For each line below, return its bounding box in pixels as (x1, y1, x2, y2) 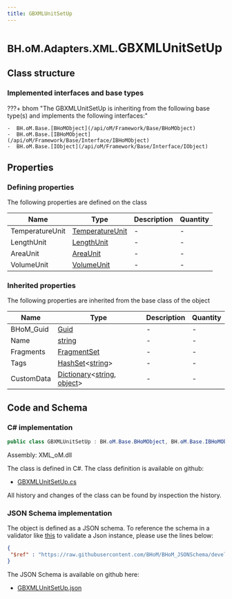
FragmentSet (57, 347, 100, 357)
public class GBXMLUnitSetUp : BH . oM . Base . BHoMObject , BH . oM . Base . (7, 438, 206, 445)
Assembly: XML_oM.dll (7, 451, 72, 459)
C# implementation (7, 422, 73, 432)
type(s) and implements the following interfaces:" (7, 111, 148, 120)
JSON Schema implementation (7, 508, 113, 518)
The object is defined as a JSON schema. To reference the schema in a (7, 524, 210, 533)
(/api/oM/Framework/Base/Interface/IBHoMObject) (7, 136, 150, 144)
